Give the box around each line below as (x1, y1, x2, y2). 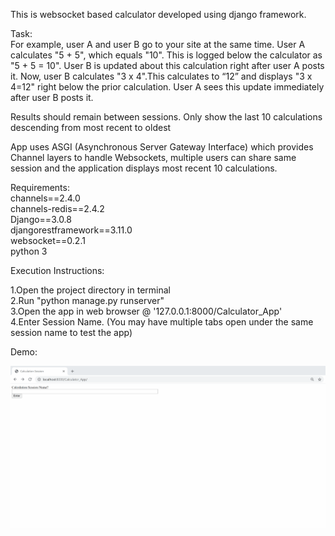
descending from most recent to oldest (10, 122, 172, 133)
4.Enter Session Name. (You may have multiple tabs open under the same (10, 316, 314, 328)
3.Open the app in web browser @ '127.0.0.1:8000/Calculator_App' (10, 305, 283, 317)
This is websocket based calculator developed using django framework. (10, 9, 307, 20)
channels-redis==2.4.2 (10, 203, 105, 214)
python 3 (10, 245, 48, 257)
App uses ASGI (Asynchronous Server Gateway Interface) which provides (10, 141, 314, 153)
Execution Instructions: (10, 265, 105, 276)
